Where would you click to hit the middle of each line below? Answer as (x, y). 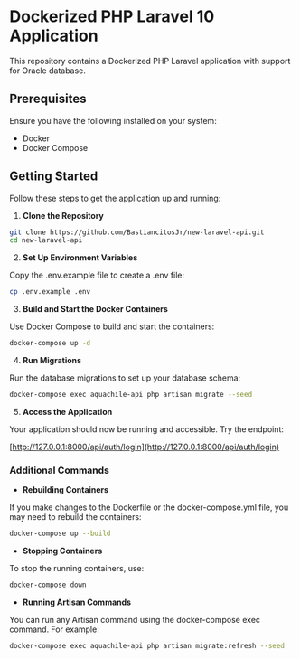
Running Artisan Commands (77, 602)
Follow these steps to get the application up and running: (115, 198)
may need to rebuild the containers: (75, 517)
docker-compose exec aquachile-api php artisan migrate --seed (131, 395)
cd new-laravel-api (46, 240)
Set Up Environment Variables (80, 258)
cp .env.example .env (50, 292)
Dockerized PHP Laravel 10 (112, 17)
